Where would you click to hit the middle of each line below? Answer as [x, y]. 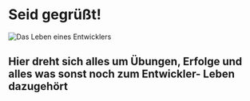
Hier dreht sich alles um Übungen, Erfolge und [125, 62]
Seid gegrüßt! [55, 15]
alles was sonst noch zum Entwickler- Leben [122, 74]
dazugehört [38, 86]
